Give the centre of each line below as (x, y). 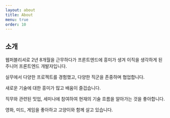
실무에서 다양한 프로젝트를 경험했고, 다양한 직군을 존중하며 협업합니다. (75, 77)
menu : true (17, 19)
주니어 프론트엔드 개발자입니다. (36, 66)
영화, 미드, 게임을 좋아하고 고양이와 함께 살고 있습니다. (59, 110)
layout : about (20, 10)
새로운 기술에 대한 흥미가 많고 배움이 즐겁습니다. (53, 88)
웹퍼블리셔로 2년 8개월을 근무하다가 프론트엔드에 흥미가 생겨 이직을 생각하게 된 (84, 60)
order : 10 (16, 24)
